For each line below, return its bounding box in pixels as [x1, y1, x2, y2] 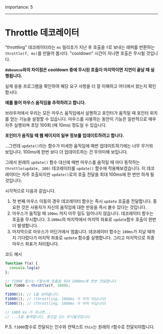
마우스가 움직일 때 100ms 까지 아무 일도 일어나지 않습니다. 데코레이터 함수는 [12, 210, 154, 216]
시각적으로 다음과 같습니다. [5, 187, 56, 194]
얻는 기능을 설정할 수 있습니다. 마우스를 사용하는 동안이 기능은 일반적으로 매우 [10, 116, 157, 122]
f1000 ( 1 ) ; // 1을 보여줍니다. [5, 292, 60, 297]
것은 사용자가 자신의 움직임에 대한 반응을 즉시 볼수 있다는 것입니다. [21, 204, 147, 210]
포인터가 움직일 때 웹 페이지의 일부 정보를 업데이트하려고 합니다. [5, 132, 124, 138]
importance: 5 [5, 4, 33, 10]
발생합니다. [17, 223, 39, 228]
